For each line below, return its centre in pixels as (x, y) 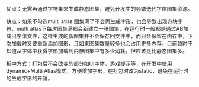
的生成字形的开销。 (30, 78)
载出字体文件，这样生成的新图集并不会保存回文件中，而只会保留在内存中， (97, 36)
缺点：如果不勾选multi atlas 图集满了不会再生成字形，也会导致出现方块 (92, 21)
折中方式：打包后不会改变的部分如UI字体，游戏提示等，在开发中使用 (89, 63)
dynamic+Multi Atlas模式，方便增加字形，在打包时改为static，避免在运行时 (97, 71)
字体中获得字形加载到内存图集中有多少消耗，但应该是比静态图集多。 (105, 51)
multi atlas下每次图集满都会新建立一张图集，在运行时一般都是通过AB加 (102, 29)
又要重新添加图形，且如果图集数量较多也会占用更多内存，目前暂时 (107, 43)
